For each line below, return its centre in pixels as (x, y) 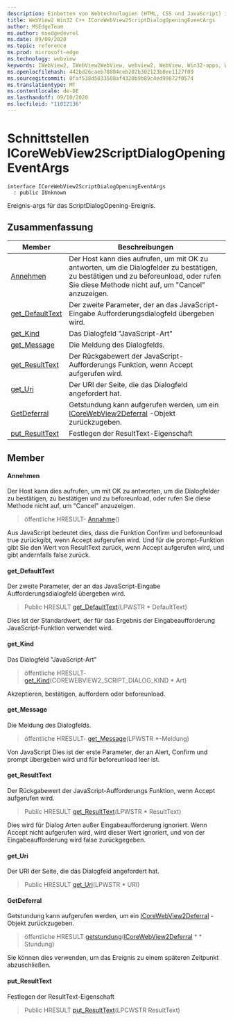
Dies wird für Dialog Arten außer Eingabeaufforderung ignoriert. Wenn (107, 825)
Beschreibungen (146, 247)
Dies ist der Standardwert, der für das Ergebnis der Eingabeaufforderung (111, 621)
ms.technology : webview (42, 59)
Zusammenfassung (50, 228)
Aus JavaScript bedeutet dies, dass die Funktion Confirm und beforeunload (115, 533)
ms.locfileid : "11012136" (44, 104)
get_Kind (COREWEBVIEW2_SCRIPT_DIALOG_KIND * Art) (105, 680)
